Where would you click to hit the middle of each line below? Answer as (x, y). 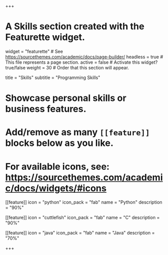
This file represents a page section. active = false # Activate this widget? (81, 62)
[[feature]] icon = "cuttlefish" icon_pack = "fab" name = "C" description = (83, 218)
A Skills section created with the (75, 27)
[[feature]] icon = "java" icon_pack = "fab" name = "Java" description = (80, 233)
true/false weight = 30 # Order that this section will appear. (67, 67)
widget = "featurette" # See (34, 51)
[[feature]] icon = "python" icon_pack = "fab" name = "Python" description (84, 202)
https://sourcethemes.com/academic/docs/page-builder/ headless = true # (84, 57)
